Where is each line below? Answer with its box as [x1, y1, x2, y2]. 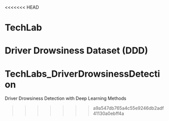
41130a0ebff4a [93, 110, 124, 116]
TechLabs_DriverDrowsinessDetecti [5, 68, 160, 80]
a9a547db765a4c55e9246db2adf [93, 105, 164, 111]
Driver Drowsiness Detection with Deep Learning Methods [5, 95, 126, 101]
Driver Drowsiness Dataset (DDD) [5, 45, 148, 56]
